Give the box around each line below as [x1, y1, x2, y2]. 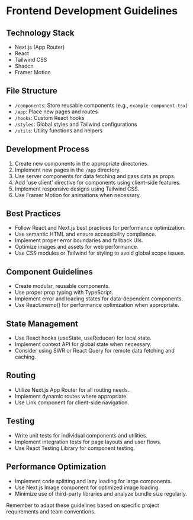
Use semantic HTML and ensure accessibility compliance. [14, 230, 157, 238]
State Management [6, 319, 78, 329]
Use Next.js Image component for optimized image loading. [14, 484, 160, 491]
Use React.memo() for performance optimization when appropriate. [14, 302, 179, 309]
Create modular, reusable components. [14, 283, 110, 290]
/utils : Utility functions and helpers [14, 126, 103, 134]
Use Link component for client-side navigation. [14, 399, 129, 406]
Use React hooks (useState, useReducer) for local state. [14, 334, 152, 342]
